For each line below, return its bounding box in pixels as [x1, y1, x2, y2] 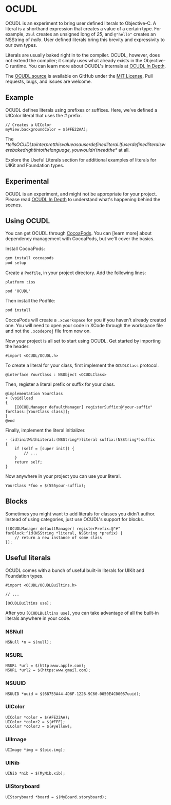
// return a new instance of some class [14, 535, 102, 540]
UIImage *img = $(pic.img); [5, 747, 66, 753]
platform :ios [5, 280, 36, 285]
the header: [5, 343, 30, 349]
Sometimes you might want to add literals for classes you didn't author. [5, 510, 156, 517]
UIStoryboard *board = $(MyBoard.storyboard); [5, 794, 107, 800]
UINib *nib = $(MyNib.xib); [5, 771, 66, 776]
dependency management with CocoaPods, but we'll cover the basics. [5, 236, 155, 242]
